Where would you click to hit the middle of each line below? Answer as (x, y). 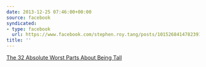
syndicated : (21, 23)
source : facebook (29, 18)
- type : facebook (29, 29)
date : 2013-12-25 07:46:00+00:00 (49, 12)
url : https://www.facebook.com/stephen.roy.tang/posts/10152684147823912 (108, 35)
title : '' (19, 40)
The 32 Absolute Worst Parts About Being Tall (64, 58)
